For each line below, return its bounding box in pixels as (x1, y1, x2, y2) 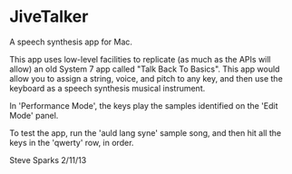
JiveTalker (9, 6, 89, 27)
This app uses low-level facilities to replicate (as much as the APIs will (9, 53, 271, 64)
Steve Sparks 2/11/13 (9, 154, 87, 165)
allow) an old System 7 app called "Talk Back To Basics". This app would (9, 63, 280, 74)
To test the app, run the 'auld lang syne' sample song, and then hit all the (9, 127, 282, 138)
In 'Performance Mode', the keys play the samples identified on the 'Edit (9, 100, 278, 111)
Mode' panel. (9, 110, 59, 121)
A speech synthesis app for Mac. (9, 36, 133, 47)
